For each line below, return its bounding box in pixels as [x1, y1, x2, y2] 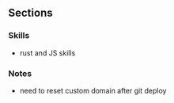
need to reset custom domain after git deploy [19, 86, 167, 95]
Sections [8, 6, 53, 20]
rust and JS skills [19, 48, 76, 58]
